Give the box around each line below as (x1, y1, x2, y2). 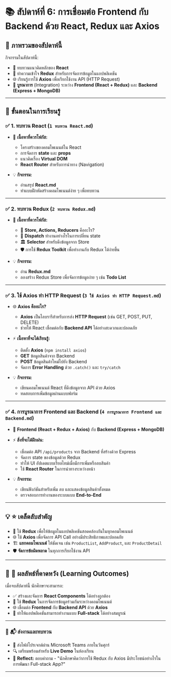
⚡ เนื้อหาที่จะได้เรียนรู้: (12, 335, 50, 341)
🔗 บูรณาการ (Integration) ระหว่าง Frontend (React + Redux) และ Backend (12, 82, 158, 88)
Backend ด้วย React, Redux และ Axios (5, 20, 160, 32)
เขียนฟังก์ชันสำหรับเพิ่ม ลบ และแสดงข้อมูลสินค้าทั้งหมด (20, 486, 111, 492)
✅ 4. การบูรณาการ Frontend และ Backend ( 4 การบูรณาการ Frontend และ (5, 408, 162, 415)
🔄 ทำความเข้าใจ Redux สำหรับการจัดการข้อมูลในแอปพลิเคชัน (12, 70, 117, 76)
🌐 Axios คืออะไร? (12, 304, 47, 310)
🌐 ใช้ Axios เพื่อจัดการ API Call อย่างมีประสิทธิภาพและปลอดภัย (12, 534, 124, 540)
